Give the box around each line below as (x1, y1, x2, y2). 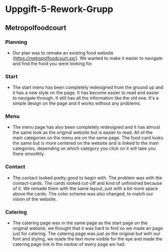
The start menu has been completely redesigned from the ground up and (12, 84, 163, 91)
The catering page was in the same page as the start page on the (12, 220, 148, 226)
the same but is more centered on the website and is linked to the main (12, 140, 159, 146)
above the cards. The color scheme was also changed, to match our (12, 190, 153, 196)
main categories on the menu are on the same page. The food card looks (12, 135, 163, 141)
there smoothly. (12, 151, 45, 157)
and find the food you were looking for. (12, 60, 93, 66)
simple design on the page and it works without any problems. (12, 100, 141, 106)
